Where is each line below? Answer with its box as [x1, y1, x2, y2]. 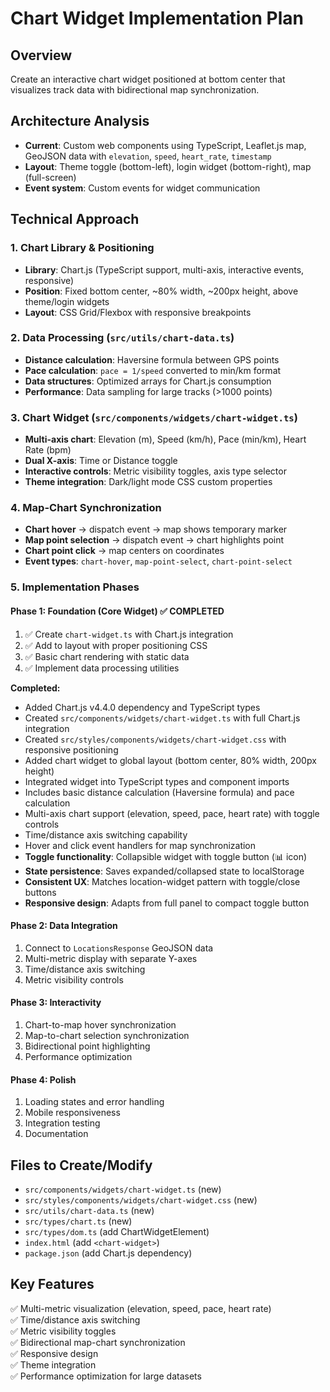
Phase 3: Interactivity [10, 997, 102, 1009]
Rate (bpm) [24, 444, 72, 456]
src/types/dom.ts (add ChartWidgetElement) [24, 1225, 210, 1237]
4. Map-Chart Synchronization [10, 501, 162, 515]
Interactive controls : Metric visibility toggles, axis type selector [24, 465, 287, 477]
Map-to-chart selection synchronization [24, 1029, 190, 1041]
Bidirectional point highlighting [24, 1040, 151, 1052]
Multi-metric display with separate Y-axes [24, 952, 198, 964]
